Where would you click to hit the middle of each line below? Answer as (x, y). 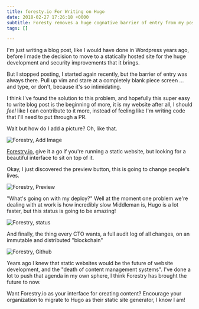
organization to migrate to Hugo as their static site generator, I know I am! (96, 300)
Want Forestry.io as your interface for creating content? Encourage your (94, 294)
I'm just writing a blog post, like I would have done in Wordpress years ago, (98, 50)
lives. (13, 176)
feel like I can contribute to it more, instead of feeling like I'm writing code (96, 111)
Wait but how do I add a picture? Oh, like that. (62, 128)
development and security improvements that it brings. (74, 63)
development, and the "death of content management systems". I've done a (99, 269)
